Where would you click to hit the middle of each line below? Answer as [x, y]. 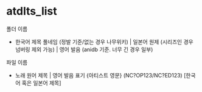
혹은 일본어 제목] [41, 83]
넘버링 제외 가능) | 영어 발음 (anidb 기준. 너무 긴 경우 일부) [84, 49]
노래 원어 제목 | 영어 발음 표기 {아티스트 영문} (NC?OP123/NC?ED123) [99, 75]
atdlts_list [32, 11]
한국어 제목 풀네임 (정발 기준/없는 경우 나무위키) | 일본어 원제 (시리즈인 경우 [104, 41]
